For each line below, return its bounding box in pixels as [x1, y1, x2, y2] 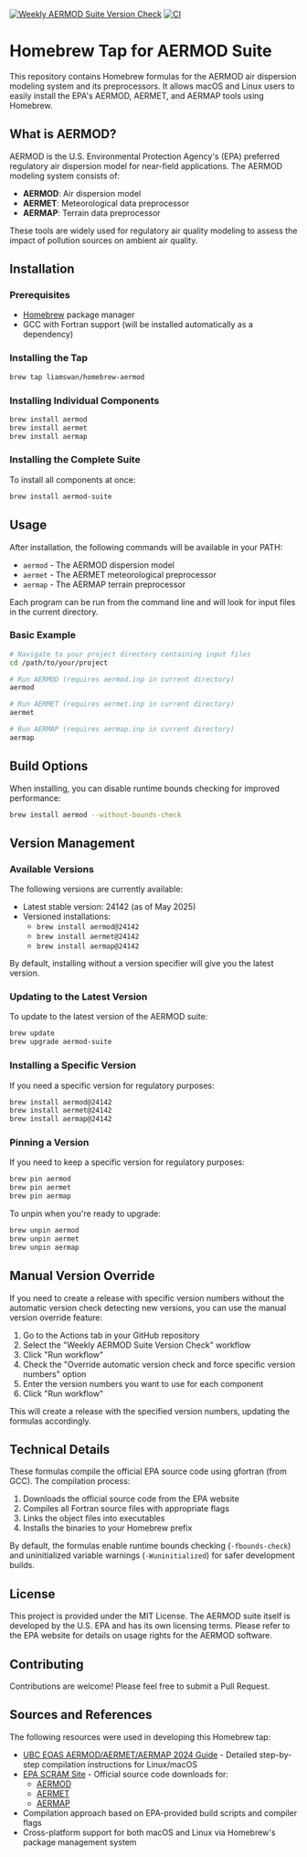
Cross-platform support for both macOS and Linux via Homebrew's [22, 1827, 276, 1838]
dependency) [22, 329, 74, 340]
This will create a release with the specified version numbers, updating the [9, 1405, 291, 1416]
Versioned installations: [22, 911, 111, 923]
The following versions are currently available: [9, 883, 184, 895]
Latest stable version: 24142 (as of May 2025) [22, 902, 196, 912]
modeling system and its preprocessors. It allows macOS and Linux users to [9, 80, 295, 91]
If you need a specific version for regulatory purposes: [9, 1080, 215, 1091]
